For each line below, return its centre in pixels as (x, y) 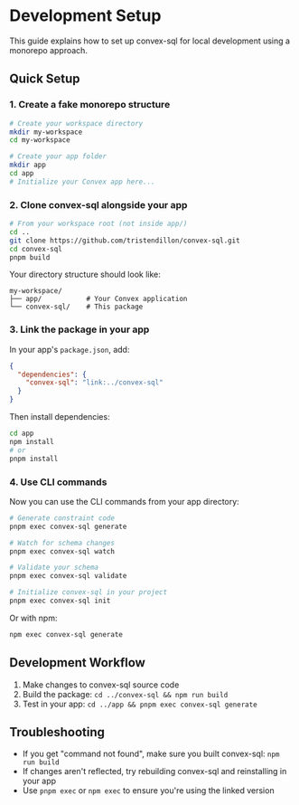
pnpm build (30, 257)
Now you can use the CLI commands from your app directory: (124, 501)
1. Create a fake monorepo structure (90, 105)
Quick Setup (45, 79)
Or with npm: (33, 618)
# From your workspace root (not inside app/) (98, 224)
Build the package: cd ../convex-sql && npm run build (125, 694)
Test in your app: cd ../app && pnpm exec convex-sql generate (140, 704)
